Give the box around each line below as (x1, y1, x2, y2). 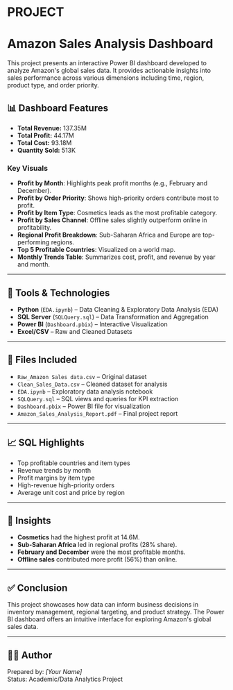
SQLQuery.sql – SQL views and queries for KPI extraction (17, 394, 179, 403)
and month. (17, 260, 51, 269)
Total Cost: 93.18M (17, 138, 72, 146)
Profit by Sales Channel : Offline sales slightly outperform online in (17, 216, 207, 224)
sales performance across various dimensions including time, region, (7, 74, 205, 82)
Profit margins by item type (17, 473, 95, 482)
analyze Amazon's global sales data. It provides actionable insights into (7, 67, 212, 75)
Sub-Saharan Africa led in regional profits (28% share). (17, 541, 178, 549)
